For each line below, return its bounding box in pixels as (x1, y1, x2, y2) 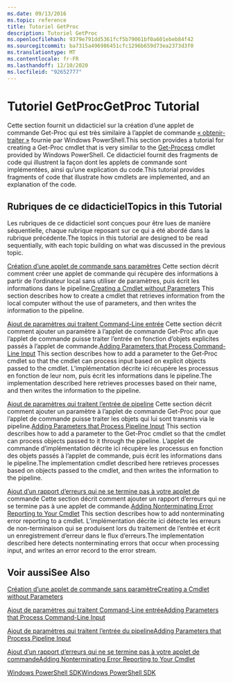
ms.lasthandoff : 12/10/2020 (7, 62, 89, 69)
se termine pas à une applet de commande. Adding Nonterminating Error (7, 502, 214, 511)
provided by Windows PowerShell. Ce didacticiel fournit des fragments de (7, 151, 218, 159)
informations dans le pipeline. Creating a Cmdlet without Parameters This (7, 284, 214, 293)
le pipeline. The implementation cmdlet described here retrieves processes (7, 459, 220, 467)
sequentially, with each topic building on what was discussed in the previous (7, 241, 226, 250)
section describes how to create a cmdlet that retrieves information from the (7, 291, 225, 300)
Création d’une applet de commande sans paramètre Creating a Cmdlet (7, 585, 209, 593)
